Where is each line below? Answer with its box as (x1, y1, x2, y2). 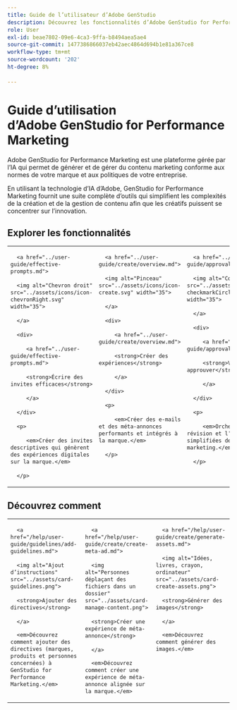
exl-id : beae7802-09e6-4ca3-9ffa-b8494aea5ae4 (7, 34, 147, 41)
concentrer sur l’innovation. (7, 207, 87, 215)
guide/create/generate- (155, 534, 226, 541)
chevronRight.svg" (10, 296, 65, 303)
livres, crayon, (155, 562, 204, 569)
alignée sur (110, 681, 146, 688)
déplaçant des (85, 576, 127, 583)
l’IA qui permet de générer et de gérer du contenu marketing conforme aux (7, 163, 225, 171)
